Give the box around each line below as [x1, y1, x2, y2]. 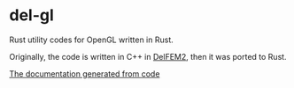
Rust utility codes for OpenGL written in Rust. [9, 34, 174, 45]
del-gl [9, 5, 55, 26]
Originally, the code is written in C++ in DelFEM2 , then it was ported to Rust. [9, 51, 287, 62]
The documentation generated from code [9, 68, 160, 79]
